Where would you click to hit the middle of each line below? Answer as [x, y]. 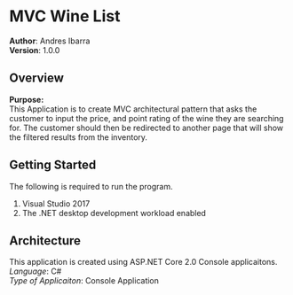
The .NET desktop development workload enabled [114, 213]
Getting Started [53, 165]
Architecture [45, 241]
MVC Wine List [65, 16]
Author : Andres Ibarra [50, 41]
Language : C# [36, 271]
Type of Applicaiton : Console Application [84, 281]
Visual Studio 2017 [56, 203]
